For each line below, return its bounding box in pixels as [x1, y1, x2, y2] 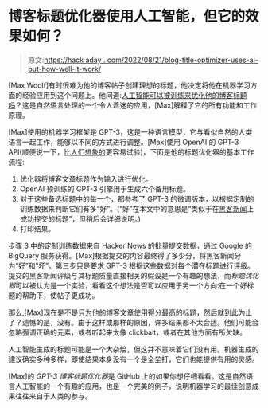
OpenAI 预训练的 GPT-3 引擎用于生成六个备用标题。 [19, 184, 191, 194]
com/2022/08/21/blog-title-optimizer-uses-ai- [107, 55, 258, 65]
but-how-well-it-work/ [27, 64, 102, 73]
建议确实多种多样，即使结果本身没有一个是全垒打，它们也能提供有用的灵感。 [8, 354, 259, 363]
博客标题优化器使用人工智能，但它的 [8, 7, 246, 25]
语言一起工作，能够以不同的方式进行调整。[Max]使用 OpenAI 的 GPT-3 [8, 137, 239, 147]
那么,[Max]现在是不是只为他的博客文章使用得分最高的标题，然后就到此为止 [8, 308, 253, 317]
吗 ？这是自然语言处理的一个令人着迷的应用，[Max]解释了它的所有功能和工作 [8, 100, 258, 110]
